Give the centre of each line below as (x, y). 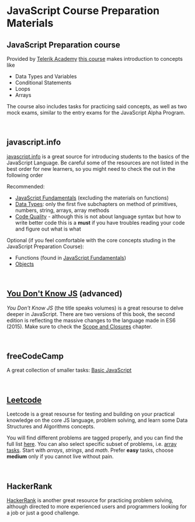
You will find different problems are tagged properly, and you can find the (95, 438)
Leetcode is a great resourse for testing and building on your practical (90, 414)
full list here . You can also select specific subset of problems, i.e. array (92, 444)
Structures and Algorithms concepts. (51, 427)
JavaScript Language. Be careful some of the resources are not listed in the (97, 163)
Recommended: (26, 186)
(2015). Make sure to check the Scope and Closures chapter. (79, 327)
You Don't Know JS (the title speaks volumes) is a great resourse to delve (95, 308)
